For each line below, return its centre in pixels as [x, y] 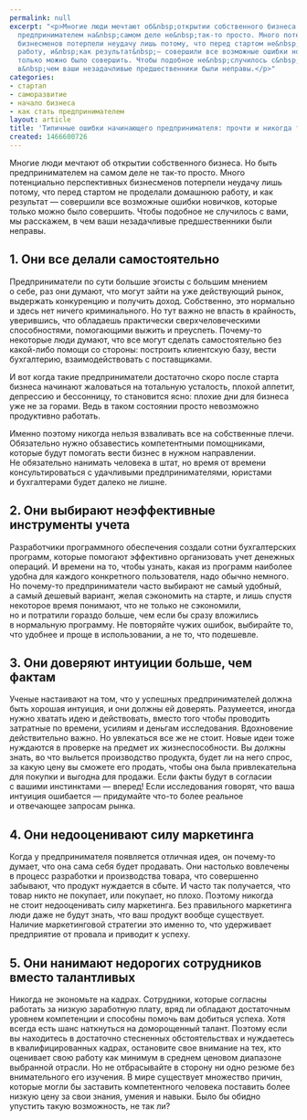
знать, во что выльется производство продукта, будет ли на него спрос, [151, 757]
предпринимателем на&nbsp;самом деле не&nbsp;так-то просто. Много [149, 35]
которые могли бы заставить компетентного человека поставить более [150, 1086]
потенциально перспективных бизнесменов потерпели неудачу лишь [146, 182]
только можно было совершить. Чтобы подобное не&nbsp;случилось [143, 60]
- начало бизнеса [42, 103]
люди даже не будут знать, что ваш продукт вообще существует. [137, 915]
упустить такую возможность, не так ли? [90, 1105]
